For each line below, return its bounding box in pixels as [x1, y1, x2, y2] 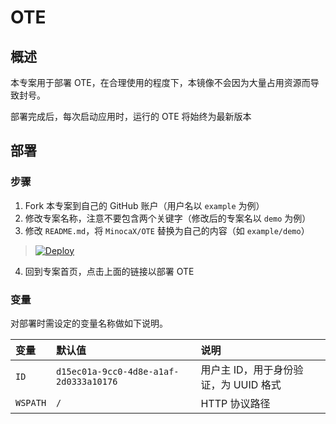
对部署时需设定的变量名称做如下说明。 [10, 317, 168, 329]
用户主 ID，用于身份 [200, 362, 294, 376]
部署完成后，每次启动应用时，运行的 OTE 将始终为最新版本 [10, 111, 252, 122]
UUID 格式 [233, 377, 282, 391]
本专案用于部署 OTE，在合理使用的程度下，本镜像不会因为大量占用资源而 [10, 77, 311, 88]
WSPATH [15, 397, 47, 408]
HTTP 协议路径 [200, 396, 271, 410]
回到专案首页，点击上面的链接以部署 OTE [24, 265, 195, 277]
